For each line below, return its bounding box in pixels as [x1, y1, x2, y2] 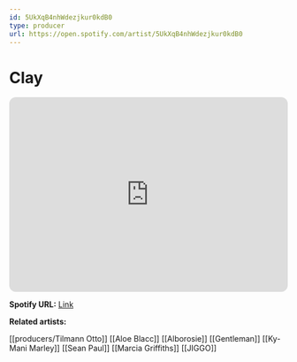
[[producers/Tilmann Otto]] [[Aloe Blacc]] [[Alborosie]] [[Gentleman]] [9, 334, 261, 344]
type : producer [9, 21, 65, 30]
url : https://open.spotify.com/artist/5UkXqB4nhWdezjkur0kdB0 [9, 29, 243, 38]
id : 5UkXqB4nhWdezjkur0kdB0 [9, 12, 113, 22]
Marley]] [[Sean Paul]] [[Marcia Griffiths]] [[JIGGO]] [29, 343, 217, 354]
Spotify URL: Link [9, 299, 74, 310]
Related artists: [9, 316, 67, 327]
